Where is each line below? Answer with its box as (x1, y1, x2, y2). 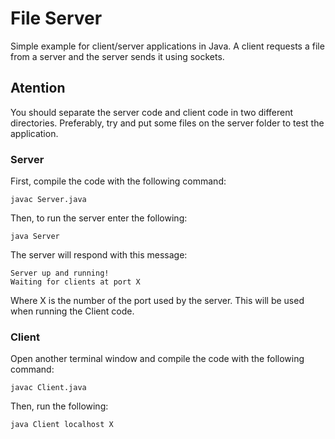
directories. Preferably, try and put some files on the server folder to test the (10, 117, 325, 129)
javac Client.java (10, 383, 87, 393)
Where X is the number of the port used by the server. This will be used (10, 295, 305, 307)
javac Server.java (10, 195, 87, 205)
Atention (10, 80, 66, 97)
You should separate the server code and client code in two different (10, 106, 294, 118)
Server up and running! (10, 268, 110, 279)
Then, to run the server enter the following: (10, 212, 188, 224)
